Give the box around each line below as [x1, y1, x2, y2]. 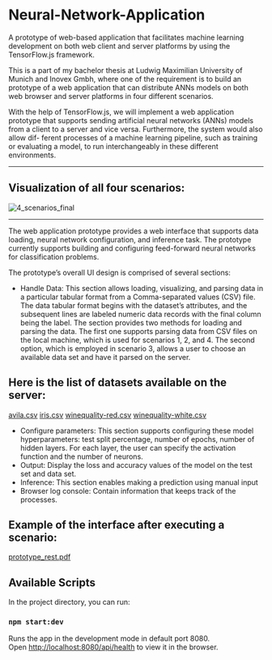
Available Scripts [8, 576, 96, 589]
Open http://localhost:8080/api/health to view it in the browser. [8, 642, 219, 652]
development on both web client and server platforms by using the [8, 41, 231, 50]
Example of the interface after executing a [8, 517, 225, 532]
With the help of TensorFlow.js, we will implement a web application [8, 107, 235, 117]
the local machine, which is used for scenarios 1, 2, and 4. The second [19, 335, 255, 345]
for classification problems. [8, 251, 100, 261]
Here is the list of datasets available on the [8, 375, 227, 390]
